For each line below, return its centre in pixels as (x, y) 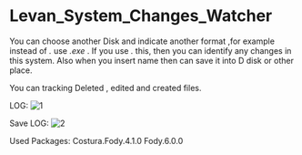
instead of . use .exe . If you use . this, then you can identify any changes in (151, 50)
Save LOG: (30, 123)
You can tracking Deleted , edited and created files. (106, 88)
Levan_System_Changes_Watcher (141, 16)
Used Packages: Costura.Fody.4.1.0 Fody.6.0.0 (96, 140)
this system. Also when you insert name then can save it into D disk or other (151, 60)
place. (21, 70)
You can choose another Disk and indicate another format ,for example (142, 41)
